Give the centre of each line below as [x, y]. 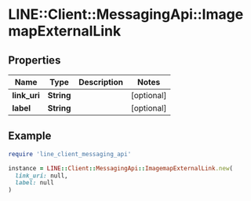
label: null [35, 183]
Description [101, 82]
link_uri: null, [42, 175]
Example [30, 136]
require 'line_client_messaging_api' [70, 154]
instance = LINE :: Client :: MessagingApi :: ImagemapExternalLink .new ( [121, 168]
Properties [35, 60]
